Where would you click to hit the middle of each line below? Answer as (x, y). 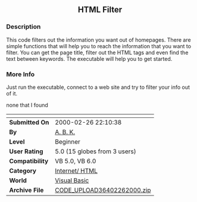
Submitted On (29, 122)
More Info (21, 74)
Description (24, 27)
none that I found (27, 105)
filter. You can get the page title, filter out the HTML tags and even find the (97, 52)
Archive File (26, 190)
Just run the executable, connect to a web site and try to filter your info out (98, 87)
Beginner (68, 141)
